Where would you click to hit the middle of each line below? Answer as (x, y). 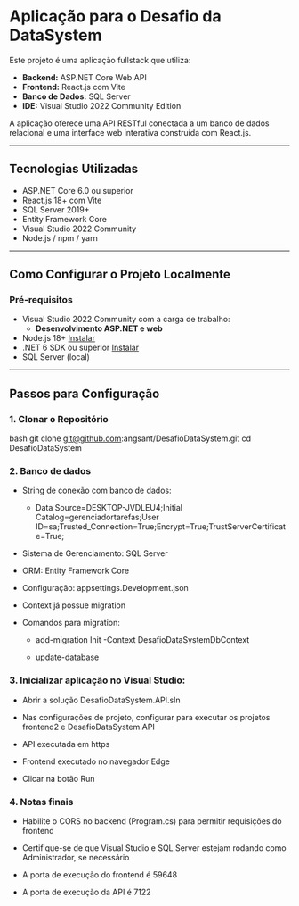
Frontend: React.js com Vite (74, 87)
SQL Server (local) (56, 357)
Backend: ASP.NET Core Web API (84, 77)
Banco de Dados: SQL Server (76, 96)
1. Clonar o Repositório (59, 419)
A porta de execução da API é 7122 (86, 892)
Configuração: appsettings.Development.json (105, 588)
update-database (67, 657)
